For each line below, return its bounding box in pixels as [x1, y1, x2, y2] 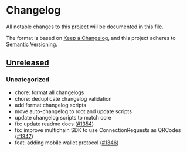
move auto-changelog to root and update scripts [14, 107, 132, 115]
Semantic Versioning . [6, 41, 57, 48]
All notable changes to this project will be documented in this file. [6, 23, 164, 30]
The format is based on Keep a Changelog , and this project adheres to [6, 34, 176, 41]
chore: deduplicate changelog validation [14, 95, 113, 102]
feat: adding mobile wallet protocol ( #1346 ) [14, 139, 119, 146]
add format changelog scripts [14, 101, 87, 108]
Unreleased [6, 58, 50, 68]
